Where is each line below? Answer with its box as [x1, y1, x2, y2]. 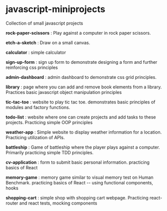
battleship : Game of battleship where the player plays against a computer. [5, 144, 160, 150]
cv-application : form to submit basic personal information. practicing [5, 159, 149, 165]
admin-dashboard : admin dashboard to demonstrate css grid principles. [5, 74, 157, 80]
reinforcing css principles [5, 64, 58, 70]
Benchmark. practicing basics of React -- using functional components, [5, 179, 153, 185]
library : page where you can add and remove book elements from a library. [5, 84, 162, 90]
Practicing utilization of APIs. [5, 134, 65, 140]
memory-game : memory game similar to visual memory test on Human [5, 174, 154, 180]
